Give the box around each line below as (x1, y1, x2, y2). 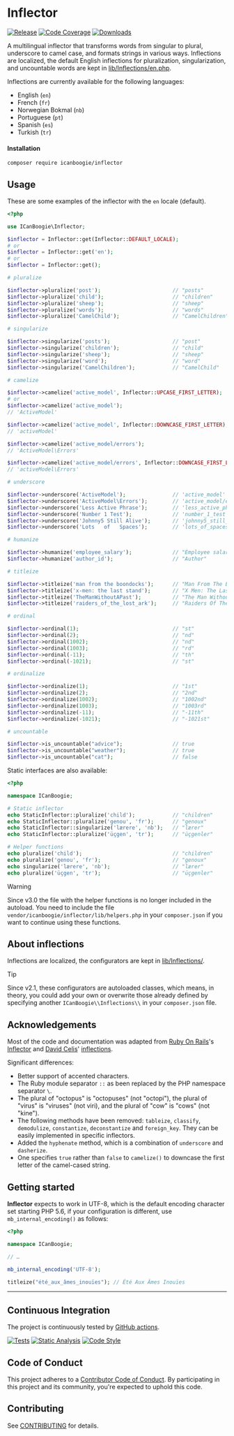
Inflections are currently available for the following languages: (7, 77, 185, 85)
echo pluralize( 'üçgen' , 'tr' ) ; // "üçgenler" (7, 870, 214, 877)
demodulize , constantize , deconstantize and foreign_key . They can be (17, 1124, 219, 1132)
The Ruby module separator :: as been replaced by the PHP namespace (17, 1079, 226, 1087)
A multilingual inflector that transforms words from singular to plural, (7, 41, 203, 50)
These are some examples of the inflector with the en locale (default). (7, 197, 207, 205)
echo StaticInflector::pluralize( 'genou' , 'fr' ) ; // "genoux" (7, 818, 208, 825)
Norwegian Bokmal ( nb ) (17, 105, 85, 114)
